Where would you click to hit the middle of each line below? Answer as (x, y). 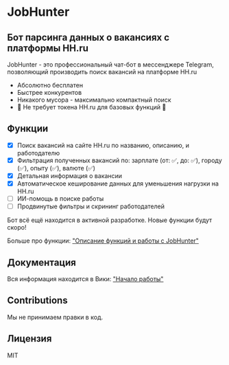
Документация (42, 262)
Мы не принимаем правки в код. (55, 317)
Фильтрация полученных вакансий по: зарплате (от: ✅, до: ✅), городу (120, 160)
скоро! (17, 228)
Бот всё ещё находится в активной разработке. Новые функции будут (110, 220)
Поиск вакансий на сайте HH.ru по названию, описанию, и (103, 145)
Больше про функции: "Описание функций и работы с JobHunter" (103, 241)
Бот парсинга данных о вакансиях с (88, 37)
